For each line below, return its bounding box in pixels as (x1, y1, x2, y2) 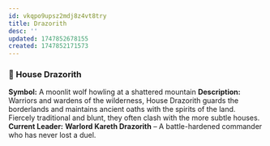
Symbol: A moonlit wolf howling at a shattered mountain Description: (8, 87, 241, 97)
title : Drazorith (8, 19, 67, 28)
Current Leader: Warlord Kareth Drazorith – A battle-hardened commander (8, 122, 263, 131)
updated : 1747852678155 (8, 34, 89, 43)
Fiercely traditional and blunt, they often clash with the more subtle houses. (8, 113, 260, 122)
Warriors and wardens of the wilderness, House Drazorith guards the (8, 96, 239, 105)
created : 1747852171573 (8, 42, 89, 50)
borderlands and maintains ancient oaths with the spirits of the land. (8, 105, 236, 114)
